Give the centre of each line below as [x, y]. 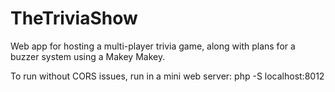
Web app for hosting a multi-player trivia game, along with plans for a [153, 46]
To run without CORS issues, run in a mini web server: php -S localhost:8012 [167, 76]
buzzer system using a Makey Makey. [88, 56]
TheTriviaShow [74, 18]
